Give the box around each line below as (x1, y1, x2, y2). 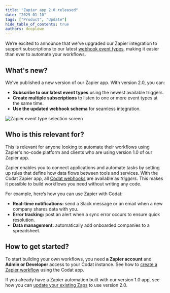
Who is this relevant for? (5, 130, 85, 139)
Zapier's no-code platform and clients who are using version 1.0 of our (5, 149, 153, 155)
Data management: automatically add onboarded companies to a (12, 222, 150, 228)
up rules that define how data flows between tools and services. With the (5, 170, 158, 176)
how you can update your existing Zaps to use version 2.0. (5, 282, 128, 288)
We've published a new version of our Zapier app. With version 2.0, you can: (5, 79, 165, 86)
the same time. (12, 100, 44, 106)
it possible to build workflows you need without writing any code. (5, 180, 142, 187)
